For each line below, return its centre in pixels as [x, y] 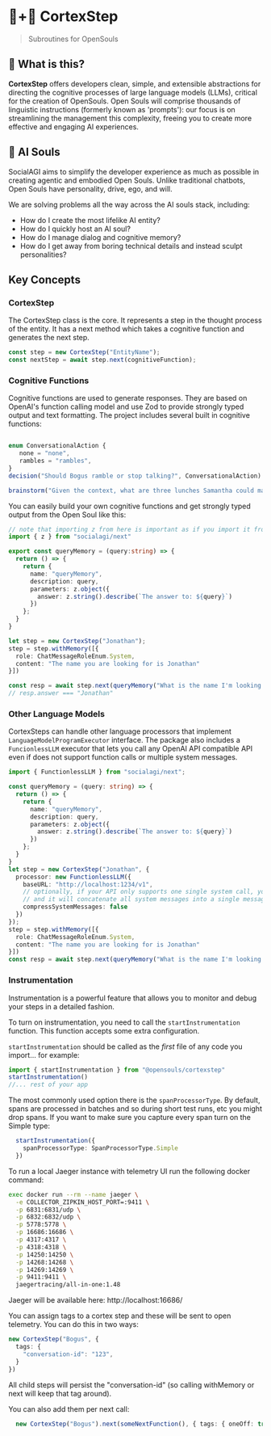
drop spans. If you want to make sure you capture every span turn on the [130, 1118]
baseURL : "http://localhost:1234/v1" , [88, 884]
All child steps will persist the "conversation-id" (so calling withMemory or [131, 1384]
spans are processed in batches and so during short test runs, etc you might [135, 1109]
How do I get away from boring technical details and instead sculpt [131, 246]
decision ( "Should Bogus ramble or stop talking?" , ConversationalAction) [135, 476]
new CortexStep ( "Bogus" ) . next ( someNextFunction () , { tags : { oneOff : [135, 1424]
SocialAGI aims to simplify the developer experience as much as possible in [134, 171]
